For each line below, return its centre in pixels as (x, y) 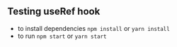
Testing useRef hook (54, 12)
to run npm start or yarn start (62, 36)
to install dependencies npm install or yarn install (93, 28)
